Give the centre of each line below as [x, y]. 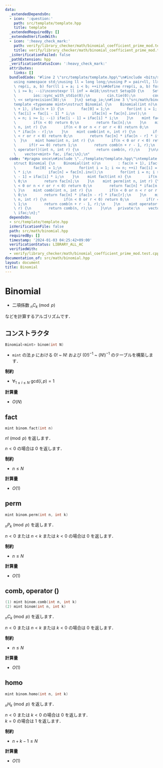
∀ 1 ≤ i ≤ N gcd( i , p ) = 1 [33, 381]
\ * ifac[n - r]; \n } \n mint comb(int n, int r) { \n [75, 132]
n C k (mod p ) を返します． [31, 617]
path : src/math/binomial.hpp [39, 231]
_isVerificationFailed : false [40, 55]
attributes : [22, 69]
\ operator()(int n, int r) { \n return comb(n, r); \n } [82, 150]
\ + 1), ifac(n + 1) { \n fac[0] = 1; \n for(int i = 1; [86, 109]
